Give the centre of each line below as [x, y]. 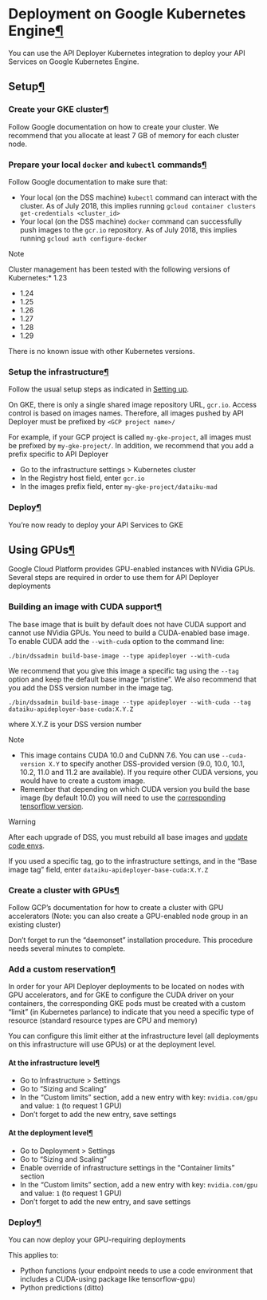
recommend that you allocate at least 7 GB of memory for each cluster [124, 135]
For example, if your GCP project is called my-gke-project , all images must [130, 437]
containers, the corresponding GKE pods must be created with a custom [127, 1004]
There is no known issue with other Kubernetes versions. [102, 351]
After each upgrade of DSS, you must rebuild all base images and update [128, 837]
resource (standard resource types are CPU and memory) [103, 1020]
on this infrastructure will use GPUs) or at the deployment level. [112, 1044]
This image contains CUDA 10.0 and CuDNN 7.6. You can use [120, 755]
